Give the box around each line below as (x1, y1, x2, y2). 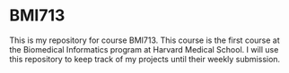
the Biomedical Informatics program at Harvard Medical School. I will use (9, 44, 279, 54)
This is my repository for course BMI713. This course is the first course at (9, 35, 280, 45)
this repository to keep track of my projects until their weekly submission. (9, 53, 281, 64)
